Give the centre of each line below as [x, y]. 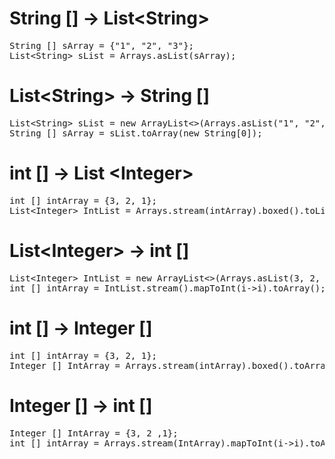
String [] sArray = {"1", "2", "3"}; [102, 45]
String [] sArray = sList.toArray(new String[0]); [136, 133]
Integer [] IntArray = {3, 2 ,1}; [94, 433]
